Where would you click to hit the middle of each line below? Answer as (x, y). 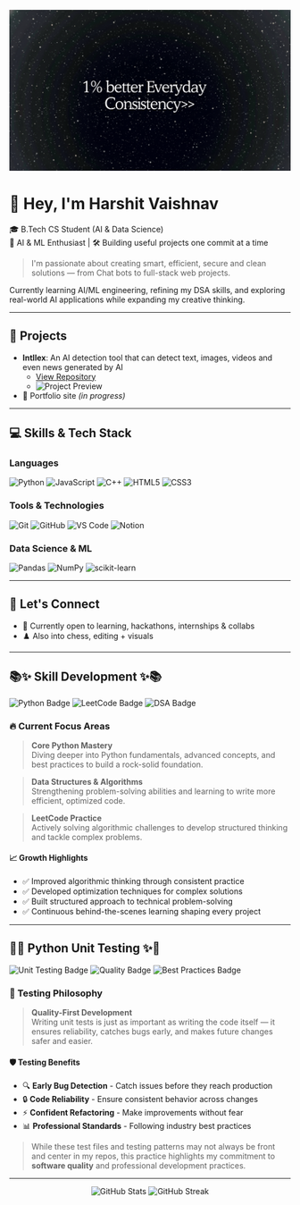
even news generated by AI (72, 367)
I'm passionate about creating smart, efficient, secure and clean (149, 263)
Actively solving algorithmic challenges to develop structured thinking (159, 827)
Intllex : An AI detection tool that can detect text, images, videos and (147, 358)
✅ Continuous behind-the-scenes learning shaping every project (142, 912)
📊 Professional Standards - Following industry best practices (137, 1126)
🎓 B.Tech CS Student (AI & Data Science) (87, 229)
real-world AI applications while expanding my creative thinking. (127, 299)
